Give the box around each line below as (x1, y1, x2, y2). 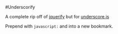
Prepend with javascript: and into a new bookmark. (5, 23, 113, 29)
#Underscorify (5, 4, 35, 10)
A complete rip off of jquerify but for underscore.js (5, 14, 109, 19)
